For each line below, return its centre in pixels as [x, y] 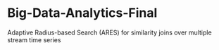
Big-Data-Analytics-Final [82, 13]
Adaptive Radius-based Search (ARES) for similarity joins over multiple [110, 32]
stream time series [34, 39]
